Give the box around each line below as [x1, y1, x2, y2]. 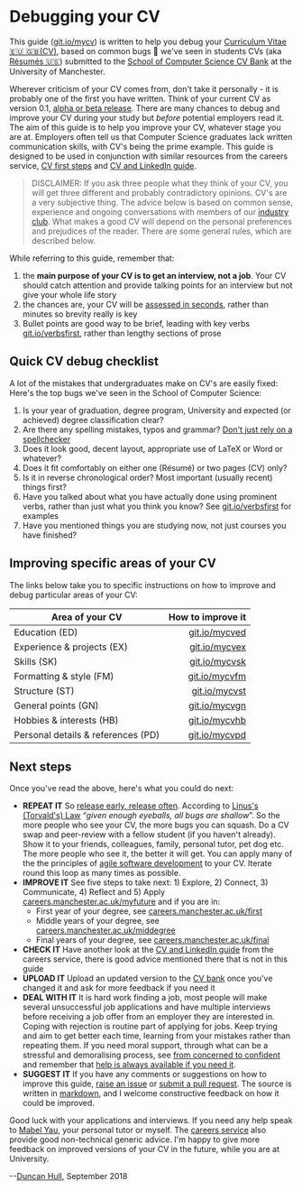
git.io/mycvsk [188, 655, 246, 668]
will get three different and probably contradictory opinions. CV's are [31, 187, 288, 198]
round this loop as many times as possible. [22, 868, 181, 879]
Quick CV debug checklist [9, 354, 160, 369]
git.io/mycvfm [188, 669, 246, 682]
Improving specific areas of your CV [9, 556, 216, 571]
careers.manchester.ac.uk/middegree [35, 925, 176, 936]
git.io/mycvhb [188, 714, 246, 726]
